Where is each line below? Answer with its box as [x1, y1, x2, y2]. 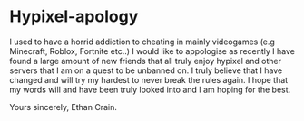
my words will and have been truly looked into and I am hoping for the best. [9, 84, 291, 95]
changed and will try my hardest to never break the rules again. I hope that [9, 74, 289, 85]
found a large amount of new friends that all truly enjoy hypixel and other [9, 55, 282, 66]
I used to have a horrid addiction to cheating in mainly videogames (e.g [9, 36, 275, 47]
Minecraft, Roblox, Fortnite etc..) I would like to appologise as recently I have [9, 45, 296, 56]
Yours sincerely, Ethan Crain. [9, 101, 118, 112]
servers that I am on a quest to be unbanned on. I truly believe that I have [9, 65, 283, 76]
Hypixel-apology [9, 6, 139, 27]
